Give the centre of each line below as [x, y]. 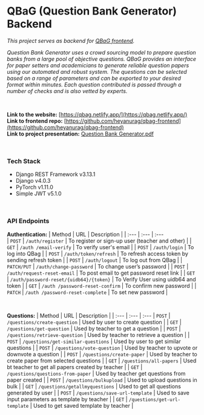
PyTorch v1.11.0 [35, 187]
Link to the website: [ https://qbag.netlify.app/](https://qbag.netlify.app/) [97, 114]
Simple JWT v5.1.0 [39, 194]
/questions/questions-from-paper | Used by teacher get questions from [96, 373]
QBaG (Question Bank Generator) [92, 11]
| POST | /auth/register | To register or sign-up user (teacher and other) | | [99, 241]
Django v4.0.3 [33, 181]
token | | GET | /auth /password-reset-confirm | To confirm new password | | [102, 286]
